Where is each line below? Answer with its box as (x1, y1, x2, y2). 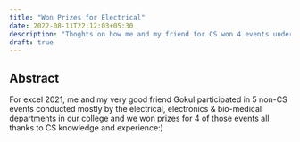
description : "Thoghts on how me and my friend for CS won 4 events (9, 29, 270, 38)
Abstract (9, 70, 60, 85)
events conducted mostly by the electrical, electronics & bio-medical (9, 104, 262, 114)
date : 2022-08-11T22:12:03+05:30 (9, 21, 134, 30)
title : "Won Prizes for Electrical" (9, 12, 146, 22)
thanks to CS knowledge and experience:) (9, 122, 163, 133)
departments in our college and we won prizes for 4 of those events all (9, 113, 270, 124)
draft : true (9, 37, 54, 47)
